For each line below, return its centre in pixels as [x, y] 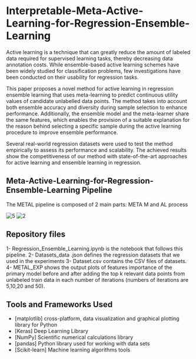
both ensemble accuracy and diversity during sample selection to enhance [97, 107]
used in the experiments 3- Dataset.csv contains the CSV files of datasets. [97, 261]
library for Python [36, 325]
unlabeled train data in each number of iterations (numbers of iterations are [97, 280]
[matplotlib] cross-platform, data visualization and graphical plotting [97, 318]
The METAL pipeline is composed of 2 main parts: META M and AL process [97, 204]
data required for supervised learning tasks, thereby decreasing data [89, 58]
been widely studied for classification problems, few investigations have [94, 71]
